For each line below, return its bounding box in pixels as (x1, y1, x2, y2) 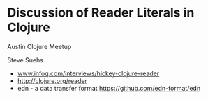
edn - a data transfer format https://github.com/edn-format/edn (17, 84, 201, 92)
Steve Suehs (7, 55, 44, 64)
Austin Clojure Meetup (7, 42, 72, 51)
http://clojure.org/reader (17, 76, 87, 84)
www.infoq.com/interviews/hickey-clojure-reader (17, 69, 160, 78)
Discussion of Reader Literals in (7, 5, 195, 21)
